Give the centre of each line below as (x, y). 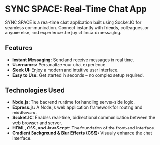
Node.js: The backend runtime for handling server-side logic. (73, 102)
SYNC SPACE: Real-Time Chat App (76, 9)
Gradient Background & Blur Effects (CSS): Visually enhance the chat (82, 133)
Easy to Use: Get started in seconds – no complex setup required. (78, 75)
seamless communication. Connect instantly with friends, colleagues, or (77, 27)
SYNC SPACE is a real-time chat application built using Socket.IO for (73, 22)
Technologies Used (35, 90)
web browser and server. (37, 123)
